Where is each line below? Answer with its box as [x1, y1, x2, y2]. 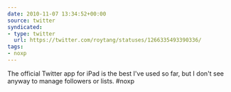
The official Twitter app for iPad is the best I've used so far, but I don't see [7, 69, 224, 78]
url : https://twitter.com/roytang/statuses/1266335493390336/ [14, 37, 202, 44]
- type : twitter [7, 30, 55, 38]
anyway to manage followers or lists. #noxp [7, 76, 135, 85]
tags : [7, 43, 23, 50]
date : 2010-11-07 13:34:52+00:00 [7, 10, 107, 18]
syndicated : [7, 23, 43, 30]
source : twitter [7, 17, 55, 24]
